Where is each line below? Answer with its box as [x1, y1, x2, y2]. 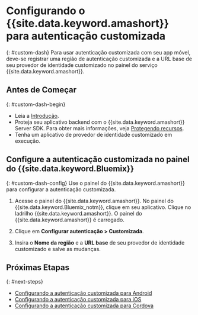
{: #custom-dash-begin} [6, 101, 66, 108]
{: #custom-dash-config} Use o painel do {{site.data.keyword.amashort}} [6, 179, 185, 187]
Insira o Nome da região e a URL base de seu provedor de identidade [14, 239, 185, 246]
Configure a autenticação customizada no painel [6, 155, 190, 165]
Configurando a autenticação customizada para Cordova [14, 302, 154, 309]
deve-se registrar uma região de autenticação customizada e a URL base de [6, 55, 193, 62]
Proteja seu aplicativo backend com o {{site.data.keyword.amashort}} [14, 118, 185, 126]
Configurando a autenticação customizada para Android [14, 290, 152, 297]
